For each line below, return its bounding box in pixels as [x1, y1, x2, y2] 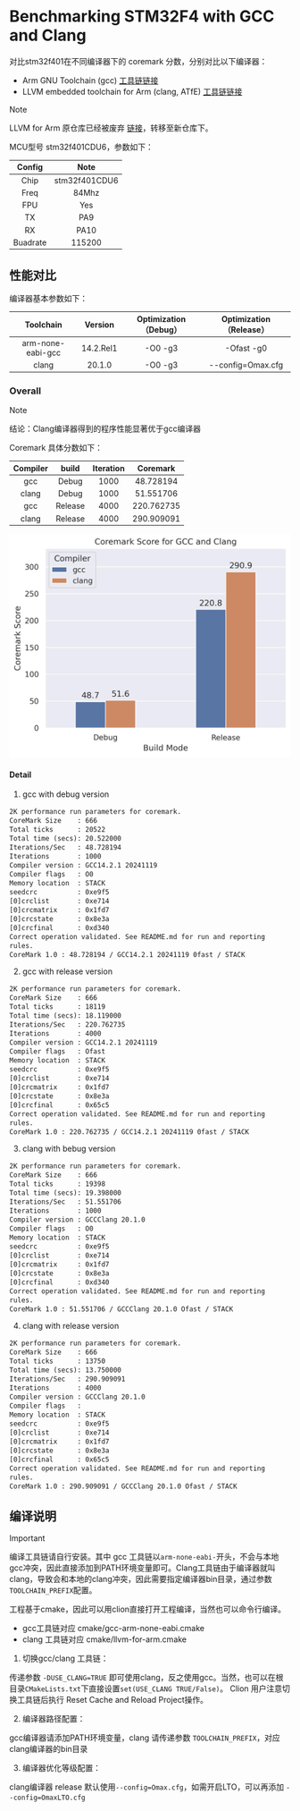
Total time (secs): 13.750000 [9, 1366, 122, 1375]
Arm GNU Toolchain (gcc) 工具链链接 [21, 74, 159, 86]
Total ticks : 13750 [9, 1357, 105, 1366]
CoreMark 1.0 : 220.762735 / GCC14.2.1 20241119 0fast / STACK [9, 1128, 250, 1137]
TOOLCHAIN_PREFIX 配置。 [9, 1585, 97, 1595]
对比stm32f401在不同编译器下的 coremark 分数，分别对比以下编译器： [9, 55, 268, 66]
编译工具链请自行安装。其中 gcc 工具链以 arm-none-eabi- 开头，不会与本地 [9, 1552, 279, 1562]
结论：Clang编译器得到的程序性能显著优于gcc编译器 [9, 423, 201, 435]
